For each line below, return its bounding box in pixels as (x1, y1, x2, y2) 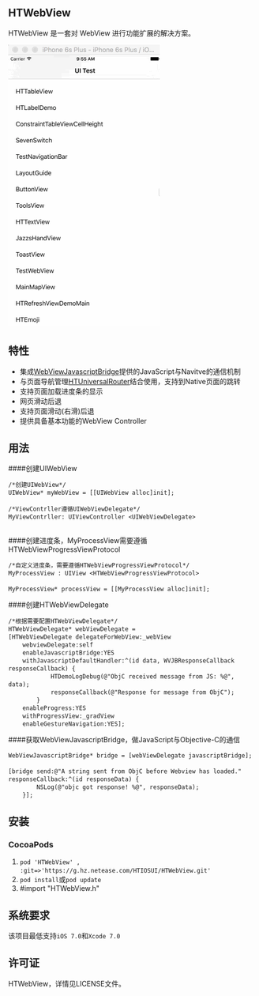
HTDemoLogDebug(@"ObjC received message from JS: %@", (50, 673, 235, 681)
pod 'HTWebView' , (19, 858, 81, 866)
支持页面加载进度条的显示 (19, 387, 103, 396)
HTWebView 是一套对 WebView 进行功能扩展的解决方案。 (8, 28, 196, 38)
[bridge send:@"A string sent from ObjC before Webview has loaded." (8, 768, 242, 775)
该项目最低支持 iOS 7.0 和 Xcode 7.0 (8, 930, 121, 940)
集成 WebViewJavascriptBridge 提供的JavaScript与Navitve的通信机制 (19, 367, 241, 376)
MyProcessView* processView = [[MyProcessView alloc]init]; (8, 585, 211, 594)
